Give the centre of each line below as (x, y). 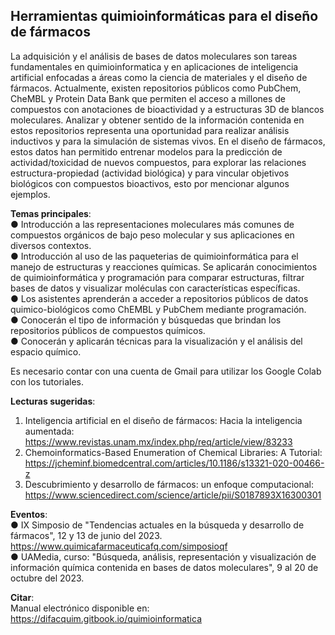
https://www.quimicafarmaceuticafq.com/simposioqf (119, 546)
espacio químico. (46, 351)
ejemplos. (30, 194)
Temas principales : (51, 213)
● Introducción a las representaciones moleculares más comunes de (152, 224)
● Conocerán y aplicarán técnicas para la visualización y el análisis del (156, 341)
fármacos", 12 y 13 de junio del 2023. (86, 535)
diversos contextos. (51, 245)
